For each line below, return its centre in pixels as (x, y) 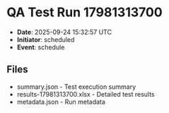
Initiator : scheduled (46, 39)
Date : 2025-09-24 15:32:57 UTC (64, 32)
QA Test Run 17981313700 (85, 12)
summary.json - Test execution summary (76, 87)
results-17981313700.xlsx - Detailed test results (86, 94)
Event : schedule (41, 47)
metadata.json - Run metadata (61, 102)
